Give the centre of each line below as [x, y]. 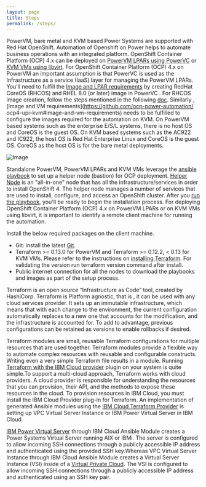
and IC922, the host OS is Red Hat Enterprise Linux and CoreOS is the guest [103, 139]
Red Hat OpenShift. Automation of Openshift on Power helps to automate [99, 47]
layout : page [23, 12]
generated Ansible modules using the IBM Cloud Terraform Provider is [95, 406]
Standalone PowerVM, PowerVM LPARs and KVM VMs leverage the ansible [101, 169]
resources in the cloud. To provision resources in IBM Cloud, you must [95, 394]
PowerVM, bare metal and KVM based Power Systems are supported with [100, 41]
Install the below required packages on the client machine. [81, 234]
